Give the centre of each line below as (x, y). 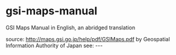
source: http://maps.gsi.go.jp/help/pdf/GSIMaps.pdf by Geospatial (88, 39)
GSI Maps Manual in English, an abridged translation (71, 27)
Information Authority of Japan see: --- (54, 45)
